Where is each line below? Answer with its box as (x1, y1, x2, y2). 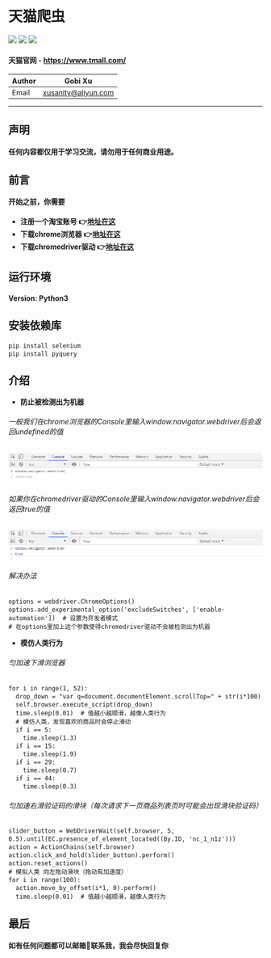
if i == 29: (15, 758, 56, 766)
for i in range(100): (8, 876, 81, 884)
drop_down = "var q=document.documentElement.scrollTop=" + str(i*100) (15, 692, 262, 700)
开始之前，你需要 (8, 197, 65, 207)
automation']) (8, 614, 56, 622)
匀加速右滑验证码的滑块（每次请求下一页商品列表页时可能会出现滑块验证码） (8, 800, 263, 810)
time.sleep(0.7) (23, 766, 78, 774)
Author (11, 76, 36, 86)
